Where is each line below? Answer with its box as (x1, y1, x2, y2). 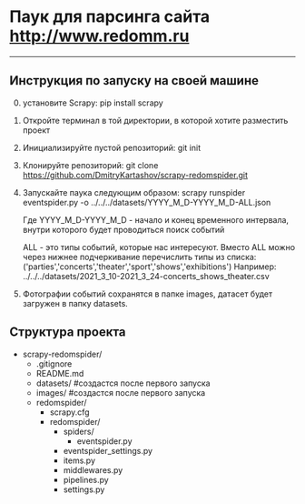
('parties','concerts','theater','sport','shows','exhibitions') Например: (22, 261, 277, 272)
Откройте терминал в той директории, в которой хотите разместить (22, 115, 289, 126)
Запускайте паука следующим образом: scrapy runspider (22, 186, 246, 197)
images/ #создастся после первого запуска (35, 387, 206, 398)
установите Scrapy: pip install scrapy (22, 97, 163, 108)
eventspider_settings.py (63, 445, 152, 456)
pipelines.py (63, 474, 109, 485)
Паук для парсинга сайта (9, 6, 211, 27)
